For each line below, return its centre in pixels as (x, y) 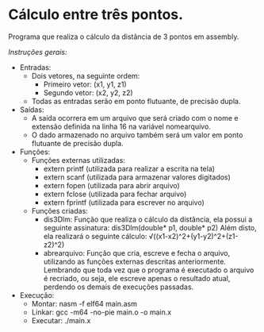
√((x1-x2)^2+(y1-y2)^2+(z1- (193, 236)
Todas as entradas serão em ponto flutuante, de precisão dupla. (136, 101)
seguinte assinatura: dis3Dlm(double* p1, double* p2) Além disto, (150, 227)
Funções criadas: (60, 210)
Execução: (37, 295)
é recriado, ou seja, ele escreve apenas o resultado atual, (137, 278)
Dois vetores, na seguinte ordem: (86, 75)
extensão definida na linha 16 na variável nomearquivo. (121, 126)
